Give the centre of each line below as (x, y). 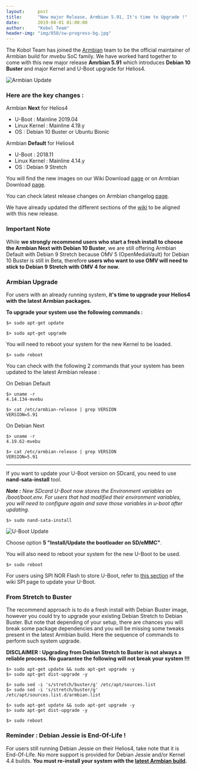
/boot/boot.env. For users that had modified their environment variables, (94, 497)
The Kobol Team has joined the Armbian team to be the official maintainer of (98, 50)
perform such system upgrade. (43, 641)
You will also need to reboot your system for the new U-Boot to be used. (93, 554)
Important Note (28, 229)
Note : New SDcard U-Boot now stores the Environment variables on (89, 491)
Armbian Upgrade (32, 282)
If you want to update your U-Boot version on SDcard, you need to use (91, 474)
